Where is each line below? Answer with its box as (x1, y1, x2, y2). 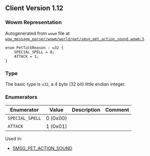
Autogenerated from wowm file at (5, 30, 70, 36)
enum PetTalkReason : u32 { (5, 45, 64, 50)
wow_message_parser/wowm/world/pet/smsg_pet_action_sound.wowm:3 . (5, 35, 145, 41)
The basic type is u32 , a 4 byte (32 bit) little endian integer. (5, 81, 126, 87)
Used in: (5, 136, 22, 142)
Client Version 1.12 (5, 4, 63, 12)
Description (71, 107, 100, 114)
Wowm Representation (5, 19, 62, 26)
